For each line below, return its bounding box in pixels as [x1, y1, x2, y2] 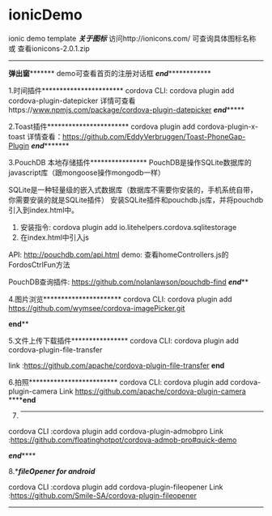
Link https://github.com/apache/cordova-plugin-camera [59, 386, 247, 396]
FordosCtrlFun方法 [8, 259, 70, 269]
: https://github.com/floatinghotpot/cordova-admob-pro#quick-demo [8, 435, 237, 445]
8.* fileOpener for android [8, 466, 96, 475]
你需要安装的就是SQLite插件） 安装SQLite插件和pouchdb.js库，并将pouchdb [8, 194, 264, 204]
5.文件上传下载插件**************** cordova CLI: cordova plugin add [8, 335, 239, 345]
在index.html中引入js [19, 232, 89, 242]
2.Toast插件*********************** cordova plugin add [8, 122, 196, 131]
